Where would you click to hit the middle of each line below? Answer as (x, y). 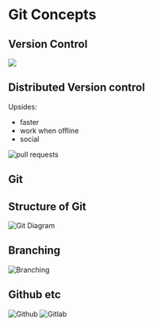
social (29, 139)
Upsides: (23, 107)
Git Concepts (52, 15)
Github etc (34, 295)
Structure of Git (48, 206)
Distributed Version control (76, 88)
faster (29, 122)
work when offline (49, 130)
